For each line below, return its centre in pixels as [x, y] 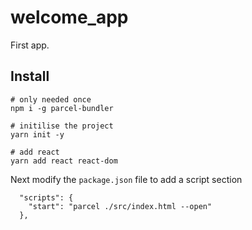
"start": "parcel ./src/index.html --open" [120, 206]
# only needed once [51, 99]
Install [30, 76]
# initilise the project [62, 126]
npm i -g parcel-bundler [62, 108]
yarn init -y [37, 134]
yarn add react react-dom [64, 161]
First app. [30, 45]
